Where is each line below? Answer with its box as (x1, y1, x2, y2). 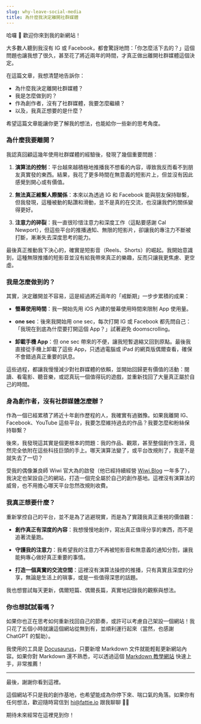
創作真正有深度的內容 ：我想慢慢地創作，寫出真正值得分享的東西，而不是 (14, 526, 193, 533)
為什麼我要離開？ (6, 136, 56, 144)
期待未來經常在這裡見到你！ (6, 711, 75, 718)
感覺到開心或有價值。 (14, 178, 68, 185)
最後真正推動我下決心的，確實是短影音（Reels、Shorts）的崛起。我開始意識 (6, 246, 193, 253)
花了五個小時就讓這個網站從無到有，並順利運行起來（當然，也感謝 (11, 625, 174, 632)
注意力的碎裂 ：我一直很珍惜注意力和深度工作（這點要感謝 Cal (14, 219, 166, 226)
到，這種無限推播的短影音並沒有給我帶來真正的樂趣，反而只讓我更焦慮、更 (6, 253, 190, 261)
